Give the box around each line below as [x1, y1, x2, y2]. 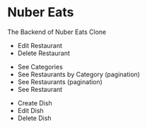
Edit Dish [17, 106, 44, 115]
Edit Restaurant [17, 41, 62, 50]
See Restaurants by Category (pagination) [17, 70, 140, 78]
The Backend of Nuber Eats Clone [7, 28, 107, 36]
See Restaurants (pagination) [17, 77, 102, 86]
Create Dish [17, 98, 52, 107]
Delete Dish [17, 114, 52, 122]
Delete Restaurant [17, 49, 71, 57]
